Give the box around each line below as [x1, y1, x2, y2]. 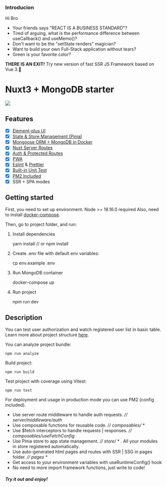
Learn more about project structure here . [5, 332, 89, 338]
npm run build [5, 370, 35, 375]
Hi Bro [5, 15, 18, 21]
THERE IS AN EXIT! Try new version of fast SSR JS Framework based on [5, 61, 155, 67]
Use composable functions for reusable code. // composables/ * [12, 422, 145, 428]
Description [5, 313, 42, 322]
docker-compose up [12, 279, 55, 285]
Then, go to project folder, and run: [5, 222, 77, 228]
